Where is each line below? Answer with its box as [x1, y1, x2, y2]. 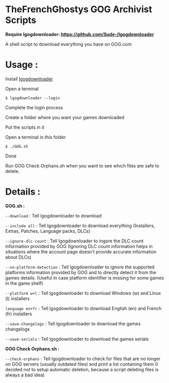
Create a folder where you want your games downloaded [5, 114, 124, 120]
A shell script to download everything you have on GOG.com [5, 41, 132, 47]
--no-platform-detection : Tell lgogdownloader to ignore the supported [5, 264, 155, 270]
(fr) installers [5, 311, 32, 317]
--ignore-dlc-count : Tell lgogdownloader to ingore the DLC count [5, 238, 144, 244]
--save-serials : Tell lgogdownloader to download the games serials [5, 336, 149, 342]
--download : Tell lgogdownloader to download [5, 212, 102, 218]
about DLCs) [5, 254, 31, 260]
